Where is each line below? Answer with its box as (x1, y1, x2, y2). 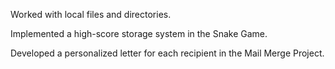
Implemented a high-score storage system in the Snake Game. (10, 28, 268, 39)
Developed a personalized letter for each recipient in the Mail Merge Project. (10, 47, 325, 59)
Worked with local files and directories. (10, 9, 172, 20)
